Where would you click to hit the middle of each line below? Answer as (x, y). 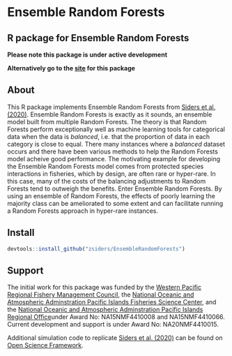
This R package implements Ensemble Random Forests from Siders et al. (111, 107)
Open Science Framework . (45, 346)
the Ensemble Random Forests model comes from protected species (106, 166)
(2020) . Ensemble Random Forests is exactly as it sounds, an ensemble (110, 114)
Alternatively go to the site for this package (71, 68)
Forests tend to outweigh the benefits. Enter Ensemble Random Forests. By (115, 188)
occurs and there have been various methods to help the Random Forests (113, 151)
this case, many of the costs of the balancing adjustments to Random (107, 181)
